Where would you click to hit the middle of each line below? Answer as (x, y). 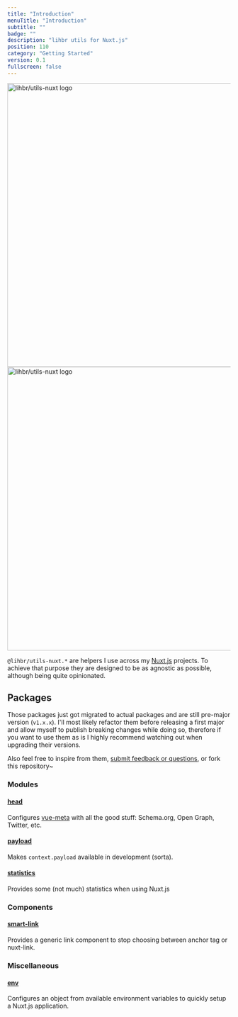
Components (30, 907)
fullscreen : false (34, 67)
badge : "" (22, 34)
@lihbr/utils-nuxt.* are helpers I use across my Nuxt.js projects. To (108, 660)
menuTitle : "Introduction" (47, 21)
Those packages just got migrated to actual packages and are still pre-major (119, 715)
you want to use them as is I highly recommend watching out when (105, 738)
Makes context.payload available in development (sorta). (90, 857)
